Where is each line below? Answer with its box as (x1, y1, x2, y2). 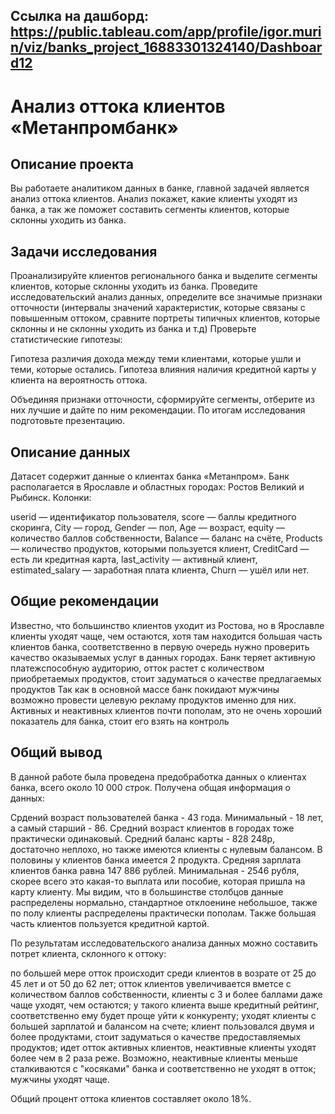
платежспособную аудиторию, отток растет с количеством (10, 662, 265, 674)
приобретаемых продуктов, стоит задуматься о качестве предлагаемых (10, 672, 322, 684)
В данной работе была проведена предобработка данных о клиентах (10, 770, 307, 783)
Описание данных (10, 444, 131, 461)
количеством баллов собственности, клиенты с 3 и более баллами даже (10, 988, 323, 1000)
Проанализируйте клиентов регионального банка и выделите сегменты (10, 270, 318, 282)
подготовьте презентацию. (10, 415, 126, 427)
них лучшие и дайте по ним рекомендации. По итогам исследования (10, 404, 306, 416)
